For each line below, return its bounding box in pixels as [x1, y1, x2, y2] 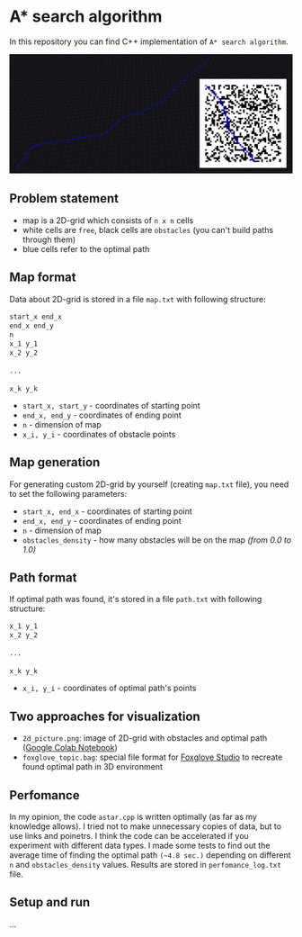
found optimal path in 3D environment [22, 761, 164, 772]
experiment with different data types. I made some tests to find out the [9, 840, 271, 851]
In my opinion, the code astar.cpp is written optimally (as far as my [9, 811, 258, 822]
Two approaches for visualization [9, 708, 200, 724]
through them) [22, 234, 76, 245]
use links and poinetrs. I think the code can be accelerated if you [9, 830, 249, 841]
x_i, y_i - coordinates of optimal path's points [22, 682, 197, 694]
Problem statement [9, 191, 120, 206]
